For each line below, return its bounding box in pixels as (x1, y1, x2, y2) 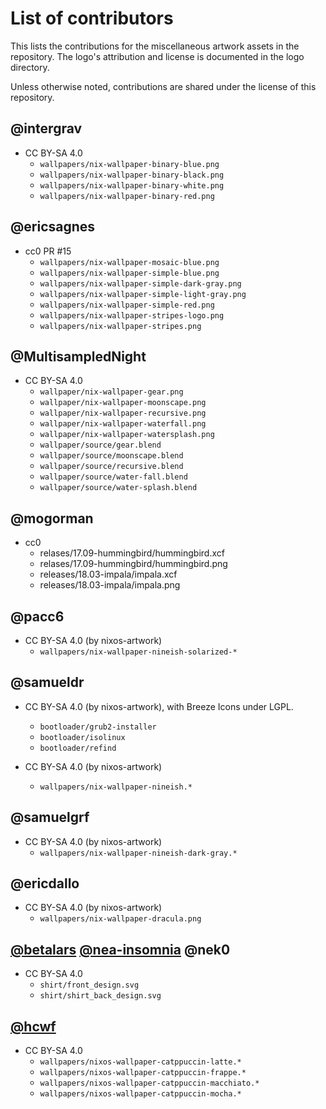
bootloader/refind (39, 743, 117, 753)
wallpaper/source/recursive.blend (39, 462, 184, 472)
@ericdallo (10, 875, 80, 892)
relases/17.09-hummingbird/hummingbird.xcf (39, 547, 225, 559)
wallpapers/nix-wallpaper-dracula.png (39, 914, 202, 924)
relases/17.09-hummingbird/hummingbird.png (39, 558, 228, 570)
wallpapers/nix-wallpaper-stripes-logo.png (39, 310, 225, 321)
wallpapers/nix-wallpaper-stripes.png (39, 321, 202, 331)
